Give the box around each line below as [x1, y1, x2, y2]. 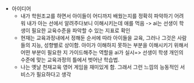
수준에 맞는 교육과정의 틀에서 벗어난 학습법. [20, 56, 120, 63]
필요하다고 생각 [36, 71, 72, 78]
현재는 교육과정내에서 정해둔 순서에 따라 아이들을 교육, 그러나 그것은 [20, 34, 176, 41]
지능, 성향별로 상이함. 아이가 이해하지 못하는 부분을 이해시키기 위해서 [31, 41, 189, 49]
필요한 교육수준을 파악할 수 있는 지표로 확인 [31, 27, 131, 34]
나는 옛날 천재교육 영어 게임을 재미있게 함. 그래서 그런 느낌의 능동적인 [20, 64, 179, 70]
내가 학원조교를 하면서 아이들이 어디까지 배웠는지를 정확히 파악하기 [20, 12, 173, 19]
